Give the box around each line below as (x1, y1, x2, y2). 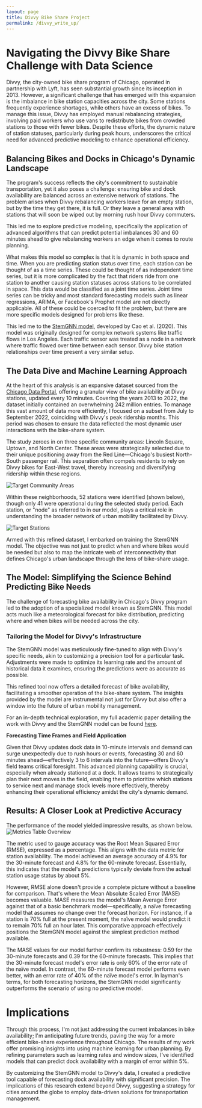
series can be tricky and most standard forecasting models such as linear (6, 292, 188, 299)
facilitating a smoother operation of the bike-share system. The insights (6, 690, 183, 697)
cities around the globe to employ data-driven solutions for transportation (6, 1088, 188, 1095)
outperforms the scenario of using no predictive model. (6, 985, 143, 992)
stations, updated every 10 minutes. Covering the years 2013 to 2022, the (6, 394, 188, 401)
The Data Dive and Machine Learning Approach (6, 365, 188, 376)
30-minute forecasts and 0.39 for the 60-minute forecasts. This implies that (6, 952, 194, 960)
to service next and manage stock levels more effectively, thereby (6, 782, 170, 789)
